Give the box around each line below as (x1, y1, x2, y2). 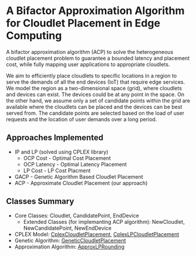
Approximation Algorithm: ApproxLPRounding (14, 243, 125, 250)
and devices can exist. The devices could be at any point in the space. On (6, 91, 185, 98)
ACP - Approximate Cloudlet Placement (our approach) (14, 179, 148, 186)
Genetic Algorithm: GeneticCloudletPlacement (14, 237, 126, 244)
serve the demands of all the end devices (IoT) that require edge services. (6, 78, 185, 86)
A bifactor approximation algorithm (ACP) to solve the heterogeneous (6, 48, 174, 55)
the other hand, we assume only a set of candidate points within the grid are (6, 97, 191, 104)
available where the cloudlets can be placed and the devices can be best (6, 103, 183, 110)
